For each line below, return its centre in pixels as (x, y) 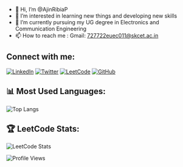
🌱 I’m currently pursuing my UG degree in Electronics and (87, 22)
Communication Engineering (51, 29)
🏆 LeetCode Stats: (43, 129)
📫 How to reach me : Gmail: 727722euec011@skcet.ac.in (87, 36)
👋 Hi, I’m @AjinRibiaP (41, 9)
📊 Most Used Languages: (56, 91)
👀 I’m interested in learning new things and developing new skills (96, 16)
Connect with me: (41, 57)
